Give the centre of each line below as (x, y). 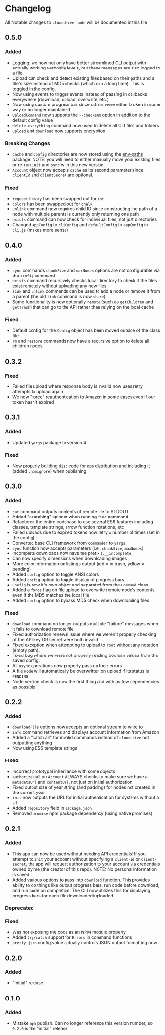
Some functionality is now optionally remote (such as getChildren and (83, 302)
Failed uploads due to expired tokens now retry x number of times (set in (86, 532)
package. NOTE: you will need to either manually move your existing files (86, 159)
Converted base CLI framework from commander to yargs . (69, 543)
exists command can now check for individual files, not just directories (84, 219)
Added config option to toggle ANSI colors (55, 574)
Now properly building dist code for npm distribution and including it (81, 466)
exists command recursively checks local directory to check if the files (84, 280)
